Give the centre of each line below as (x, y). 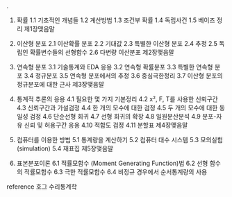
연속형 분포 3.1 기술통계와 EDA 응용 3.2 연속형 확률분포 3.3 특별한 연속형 (115, 67)
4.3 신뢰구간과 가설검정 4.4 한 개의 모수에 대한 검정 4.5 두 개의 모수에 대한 (117, 108)
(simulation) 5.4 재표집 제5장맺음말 (65, 148)
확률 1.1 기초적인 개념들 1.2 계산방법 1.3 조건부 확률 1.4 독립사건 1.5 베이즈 (116, 20)
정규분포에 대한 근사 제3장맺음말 (60, 84)
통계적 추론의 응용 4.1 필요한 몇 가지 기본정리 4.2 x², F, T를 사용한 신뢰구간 (117, 99)
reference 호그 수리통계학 (42, 187)
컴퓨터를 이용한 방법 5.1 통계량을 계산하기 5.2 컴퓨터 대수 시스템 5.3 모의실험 (119, 140)
